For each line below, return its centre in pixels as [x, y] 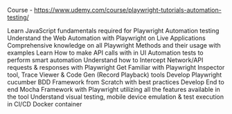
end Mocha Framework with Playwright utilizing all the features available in [114, 89]
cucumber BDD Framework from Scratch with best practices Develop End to [116, 82]
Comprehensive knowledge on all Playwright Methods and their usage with [114, 45]
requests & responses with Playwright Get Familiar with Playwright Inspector [116, 67]
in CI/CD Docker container [45, 104]
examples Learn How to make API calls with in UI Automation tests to [105, 53]
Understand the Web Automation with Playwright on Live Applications [106, 38]
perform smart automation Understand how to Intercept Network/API [105, 60]
